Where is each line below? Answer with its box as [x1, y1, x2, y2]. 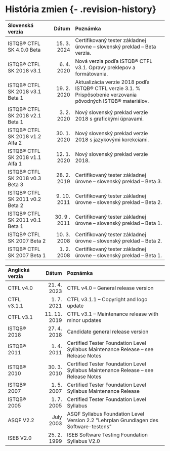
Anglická [8, 266, 30, 273]
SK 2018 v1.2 [8, 133, 41, 140]
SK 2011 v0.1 [8, 216, 41, 223]
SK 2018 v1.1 [8, 153, 41, 160]
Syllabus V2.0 [67, 437, 100, 444]
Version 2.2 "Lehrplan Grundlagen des [67, 417, 158, 424]
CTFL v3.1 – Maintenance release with [67, 310, 158, 317]
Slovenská [8, 22, 34, 29]
